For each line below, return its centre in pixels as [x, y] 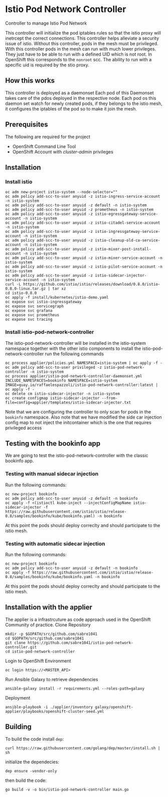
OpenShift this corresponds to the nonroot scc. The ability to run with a [78, 59]
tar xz [59, 289]
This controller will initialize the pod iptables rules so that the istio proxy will [83, 33]
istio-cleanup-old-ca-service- [128, 240]
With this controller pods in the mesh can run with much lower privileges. [81, 49]
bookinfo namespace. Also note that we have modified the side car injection [83, 417]
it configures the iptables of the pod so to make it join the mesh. [71, 108]
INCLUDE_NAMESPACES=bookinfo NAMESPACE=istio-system [61, 380]
